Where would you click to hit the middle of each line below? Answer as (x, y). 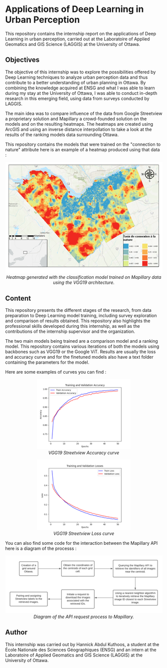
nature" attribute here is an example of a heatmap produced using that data (83, 149)
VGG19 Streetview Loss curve (84, 533)
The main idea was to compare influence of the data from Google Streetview (84, 113)
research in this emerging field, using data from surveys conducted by (77, 98)
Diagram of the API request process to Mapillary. (84, 617)
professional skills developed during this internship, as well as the (73, 326)
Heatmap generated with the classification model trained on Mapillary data (84, 277)
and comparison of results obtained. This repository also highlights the (78, 321)
